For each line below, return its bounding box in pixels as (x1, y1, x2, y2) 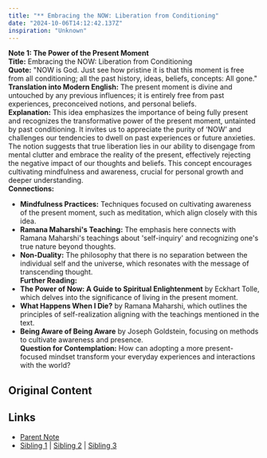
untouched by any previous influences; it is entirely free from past (8, 91, 225, 101)
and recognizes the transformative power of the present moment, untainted (8, 116, 256, 126)
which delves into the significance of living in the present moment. (19, 293, 238, 302)
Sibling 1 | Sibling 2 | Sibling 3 (19, 440, 117, 450)
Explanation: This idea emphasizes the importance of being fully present (8, 108, 249, 117)
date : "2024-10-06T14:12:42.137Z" (8, 19, 124, 27)
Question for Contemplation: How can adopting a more (19, 344, 204, 353)
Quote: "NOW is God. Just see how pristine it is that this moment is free (8, 65, 245, 75)
